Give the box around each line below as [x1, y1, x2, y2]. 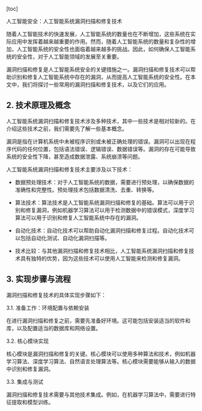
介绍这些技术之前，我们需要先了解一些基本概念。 [6, 125, 127, 132]
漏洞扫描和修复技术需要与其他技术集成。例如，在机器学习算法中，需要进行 [6, 390, 191, 398]
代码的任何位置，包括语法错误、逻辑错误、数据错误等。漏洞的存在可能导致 [11, 145, 196, 153]
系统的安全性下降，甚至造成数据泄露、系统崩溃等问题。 [6, 153, 143, 160]
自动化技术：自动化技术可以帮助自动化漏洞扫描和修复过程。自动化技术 [14, 226, 189, 234]
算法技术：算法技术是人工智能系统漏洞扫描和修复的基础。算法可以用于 [14, 199, 189, 206]
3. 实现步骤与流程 [6, 274, 71, 284]
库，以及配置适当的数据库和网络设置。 [6, 324, 101, 331]
